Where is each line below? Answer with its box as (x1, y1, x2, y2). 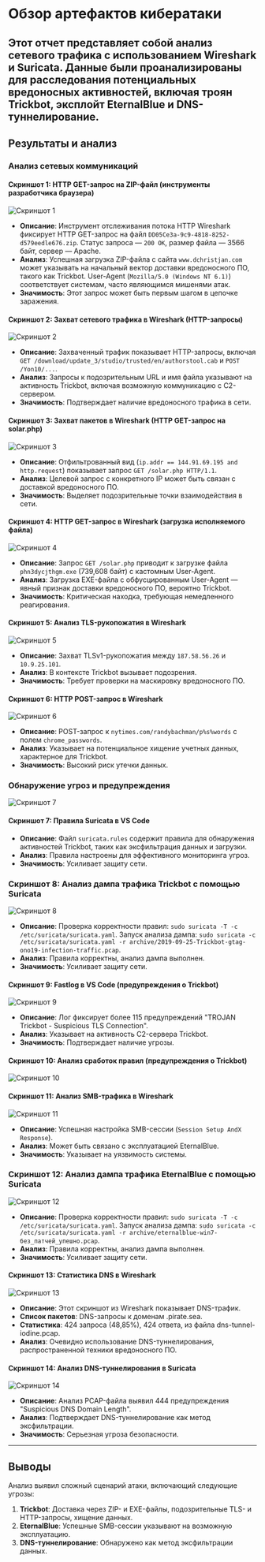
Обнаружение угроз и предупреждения (8, 780, 170, 791)
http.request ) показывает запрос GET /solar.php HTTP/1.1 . (19, 465, 218, 475)
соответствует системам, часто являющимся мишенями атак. (19, 280, 231, 289)
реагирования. (19, 600, 70, 610)
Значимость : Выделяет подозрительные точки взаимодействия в (19, 490, 243, 500)
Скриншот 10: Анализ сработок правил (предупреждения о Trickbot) (8, 1056, 248, 1065)
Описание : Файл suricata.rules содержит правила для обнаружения (19, 833, 255, 843)
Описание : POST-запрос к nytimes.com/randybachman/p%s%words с (19, 727, 237, 736)
